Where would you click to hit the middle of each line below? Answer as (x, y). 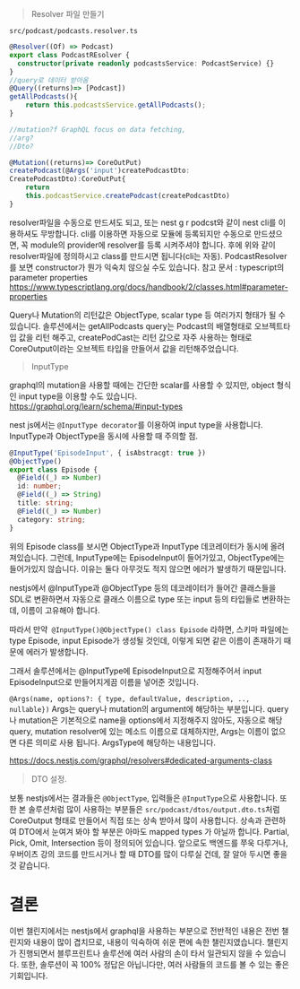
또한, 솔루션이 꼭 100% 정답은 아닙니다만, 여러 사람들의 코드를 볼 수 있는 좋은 (155, 965)
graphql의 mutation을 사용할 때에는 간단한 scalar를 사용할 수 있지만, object (142, 385)
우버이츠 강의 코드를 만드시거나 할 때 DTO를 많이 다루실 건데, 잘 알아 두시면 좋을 (149, 854)
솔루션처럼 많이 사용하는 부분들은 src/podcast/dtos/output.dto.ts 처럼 (154, 809)
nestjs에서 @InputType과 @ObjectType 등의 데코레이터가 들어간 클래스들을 (143, 587)
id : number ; (40, 486)
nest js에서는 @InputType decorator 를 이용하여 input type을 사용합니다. (136, 424)
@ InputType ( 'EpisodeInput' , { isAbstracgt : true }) (107, 453)
